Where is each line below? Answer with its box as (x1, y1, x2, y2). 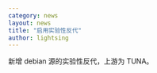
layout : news (8, 19, 52, 27)
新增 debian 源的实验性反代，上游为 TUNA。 (8, 56, 154, 66)
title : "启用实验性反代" (8, 26, 82, 34)
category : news (8, 11, 59, 20)
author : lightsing (8, 33, 69, 42)
